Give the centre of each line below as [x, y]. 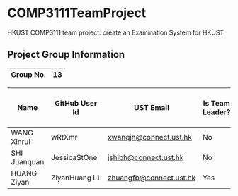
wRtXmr [64, 137]
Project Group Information [66, 55]
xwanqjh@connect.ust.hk [150, 137]
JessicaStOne [74, 157]
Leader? [216, 112]
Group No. [28, 74]
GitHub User [76, 103]
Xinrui [21, 141]
